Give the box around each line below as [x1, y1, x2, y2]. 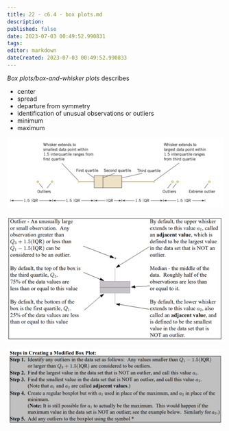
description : [7, 18, 45, 25]
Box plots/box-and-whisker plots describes [7, 74, 130, 82]
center [16, 87, 36, 95]
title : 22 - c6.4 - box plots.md [7, 11, 103, 18]
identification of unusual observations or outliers [16, 109, 154, 117]
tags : [7, 40, 23, 47]
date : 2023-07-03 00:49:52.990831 [7, 33, 106, 40]
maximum [16, 123, 45, 132]
